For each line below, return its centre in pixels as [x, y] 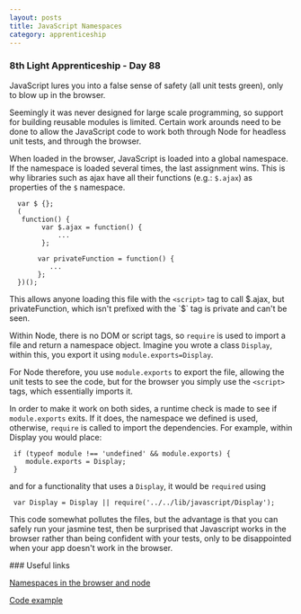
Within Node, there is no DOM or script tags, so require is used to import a [147, 335]
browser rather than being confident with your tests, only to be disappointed [150, 538]
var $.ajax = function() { [92, 227]
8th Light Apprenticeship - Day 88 [85, 66]
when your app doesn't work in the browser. [91, 547]
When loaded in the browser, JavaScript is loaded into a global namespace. [149, 158]
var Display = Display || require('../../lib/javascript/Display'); [144, 503]
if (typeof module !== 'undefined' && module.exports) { [122, 454]
